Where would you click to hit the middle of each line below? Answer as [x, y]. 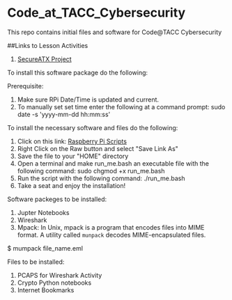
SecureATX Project [44, 59]
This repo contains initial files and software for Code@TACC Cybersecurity [115, 32]
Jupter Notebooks [43, 212]
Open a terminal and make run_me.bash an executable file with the [113, 163]
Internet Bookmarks [46, 290]
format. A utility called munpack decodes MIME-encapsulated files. [111, 235]
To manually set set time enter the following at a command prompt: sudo [121, 106]
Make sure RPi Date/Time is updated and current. [88, 100]
